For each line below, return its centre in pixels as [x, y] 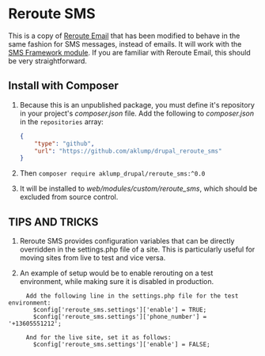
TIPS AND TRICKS [53, 222]
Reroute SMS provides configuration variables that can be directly [127, 241]
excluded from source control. [69, 197]
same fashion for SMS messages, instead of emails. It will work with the [125, 44]
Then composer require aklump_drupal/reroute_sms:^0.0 [112, 173]
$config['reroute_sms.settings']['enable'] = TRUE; [120, 310]
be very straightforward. [47, 61]
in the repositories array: [62, 121]
